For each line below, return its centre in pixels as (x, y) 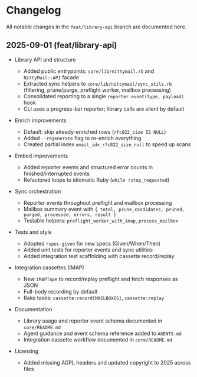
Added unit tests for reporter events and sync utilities (88, 250)
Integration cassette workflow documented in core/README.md (98, 339)
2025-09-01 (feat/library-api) (62, 45)
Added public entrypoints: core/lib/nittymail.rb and (89, 71)
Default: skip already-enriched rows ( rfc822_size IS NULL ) (95, 131)
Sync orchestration (38, 191)
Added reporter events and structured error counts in (88, 167)
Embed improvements (41, 156)
